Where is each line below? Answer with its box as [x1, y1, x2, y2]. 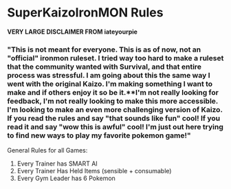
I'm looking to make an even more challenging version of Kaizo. [7, 104, 223, 114]
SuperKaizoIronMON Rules [7, 5, 164, 21]
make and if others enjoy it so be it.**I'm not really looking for [7, 87, 219, 97]
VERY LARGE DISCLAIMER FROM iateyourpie [7, 27, 137, 36]
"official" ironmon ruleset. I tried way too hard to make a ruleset [7, 53, 224, 63]
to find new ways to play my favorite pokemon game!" [7, 131, 191, 140]
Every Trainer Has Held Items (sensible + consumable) [16, 167, 172, 175]
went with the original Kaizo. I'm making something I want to [7, 79, 213, 89]
